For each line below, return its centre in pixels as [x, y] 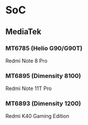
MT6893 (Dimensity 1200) [43, 103]
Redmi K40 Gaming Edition [38, 116]
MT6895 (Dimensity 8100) [43, 76]
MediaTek [23, 32]
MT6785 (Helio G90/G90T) [44, 48]
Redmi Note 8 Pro [26, 60]
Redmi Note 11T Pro [29, 88]
